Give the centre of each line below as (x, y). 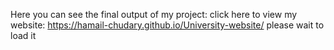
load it (23, 35)
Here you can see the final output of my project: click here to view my (154, 14)
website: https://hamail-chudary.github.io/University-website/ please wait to (167, 25)
